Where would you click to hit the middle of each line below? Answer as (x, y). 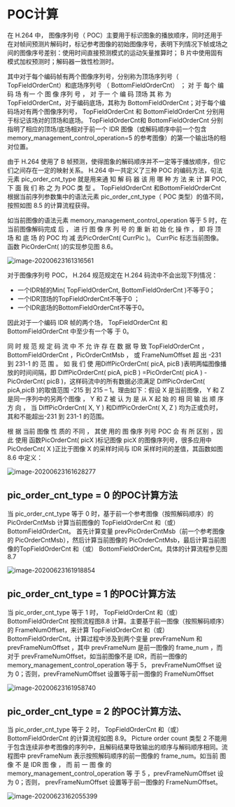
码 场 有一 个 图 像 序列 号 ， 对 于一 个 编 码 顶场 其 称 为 (89, 94)
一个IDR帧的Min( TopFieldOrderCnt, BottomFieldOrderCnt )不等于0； (116, 290)
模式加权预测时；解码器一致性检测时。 (62, 61)
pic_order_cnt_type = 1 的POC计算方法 (92, 594)
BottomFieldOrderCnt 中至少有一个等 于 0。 (70, 331)
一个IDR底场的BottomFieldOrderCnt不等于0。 (83, 307)
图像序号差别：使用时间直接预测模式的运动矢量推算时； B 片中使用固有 (121, 53)
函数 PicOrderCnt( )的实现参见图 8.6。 (62, 246)
